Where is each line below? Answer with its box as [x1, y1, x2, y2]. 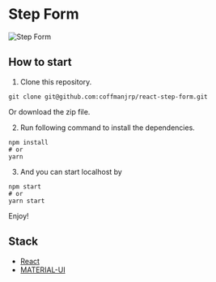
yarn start [8, 197, 45, 205]
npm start [8, 182, 42, 191]
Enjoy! [8, 210, 30, 220]
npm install [8, 138, 49, 146]
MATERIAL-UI [19, 265, 66, 275]
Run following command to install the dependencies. [19, 123, 196, 132]
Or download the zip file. [8, 106, 91, 116]
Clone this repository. [19, 76, 92, 86]
